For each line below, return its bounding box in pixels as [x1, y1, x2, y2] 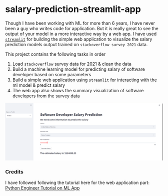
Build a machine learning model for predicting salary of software [12, 66, 145, 72]
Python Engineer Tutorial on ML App [5, 185, 80, 191]
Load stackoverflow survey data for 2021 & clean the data [12, 61, 131, 67]
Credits [5, 168, 23, 175]
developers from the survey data [12, 93, 80, 99]
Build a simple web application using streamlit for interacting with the [12, 77, 157, 83]
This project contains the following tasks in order [5, 51, 106, 57]
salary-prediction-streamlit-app [5, 4, 141, 15]
